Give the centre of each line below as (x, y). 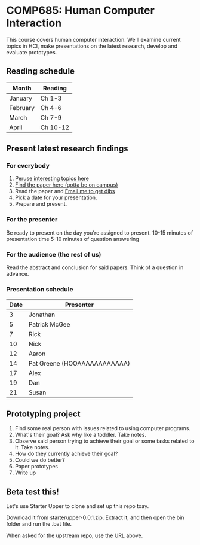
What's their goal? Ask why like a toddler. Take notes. (80, 435)
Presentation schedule (40, 289)
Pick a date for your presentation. (56, 197)
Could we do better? (40, 460)
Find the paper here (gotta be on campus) (66, 185)
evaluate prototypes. (32, 52)
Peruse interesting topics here (52, 179)
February (22, 108)
